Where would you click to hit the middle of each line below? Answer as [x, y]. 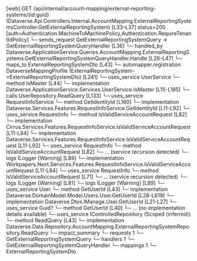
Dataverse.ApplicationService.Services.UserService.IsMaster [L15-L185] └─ [98, 89]
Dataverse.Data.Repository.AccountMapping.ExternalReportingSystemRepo [98, 226]
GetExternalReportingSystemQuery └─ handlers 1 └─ [71, 239]
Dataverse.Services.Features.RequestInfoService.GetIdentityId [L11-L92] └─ [98, 108]
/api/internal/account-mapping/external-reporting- [94, 9]
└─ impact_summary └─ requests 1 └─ [97, 233]
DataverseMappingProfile [37, 71]
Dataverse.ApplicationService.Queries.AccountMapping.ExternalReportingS [98, 52]
